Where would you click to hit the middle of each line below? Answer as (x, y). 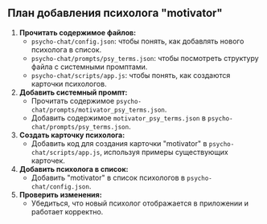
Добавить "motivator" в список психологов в (108, 177)
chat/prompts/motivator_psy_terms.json (98, 110)
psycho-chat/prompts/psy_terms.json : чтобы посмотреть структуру (145, 58)
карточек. (48, 161)
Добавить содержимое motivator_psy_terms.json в (119, 118)
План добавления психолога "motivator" (115, 13)
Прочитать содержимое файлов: (78, 32)
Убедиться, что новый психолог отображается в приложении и (140, 203)
